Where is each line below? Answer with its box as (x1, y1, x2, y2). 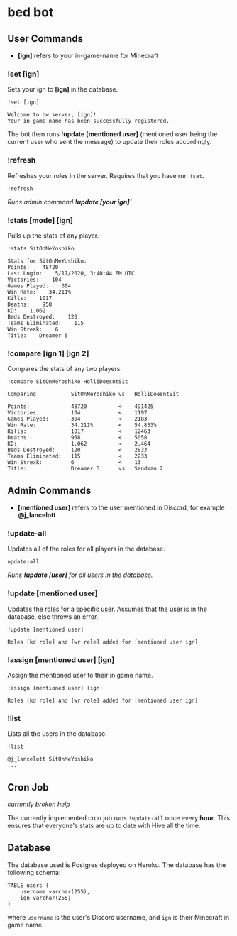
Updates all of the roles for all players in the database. (7, 544, 165, 554)
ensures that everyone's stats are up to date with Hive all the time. (7, 821, 201, 830)
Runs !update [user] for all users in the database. (7, 571, 153, 579)
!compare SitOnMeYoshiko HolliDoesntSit (7, 378, 129, 385)
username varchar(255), (20, 888, 91, 895)
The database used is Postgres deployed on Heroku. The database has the (7, 860, 226, 869)
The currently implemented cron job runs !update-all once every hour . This (7, 814, 231, 822)
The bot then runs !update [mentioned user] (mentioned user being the (7, 130, 218, 138)
